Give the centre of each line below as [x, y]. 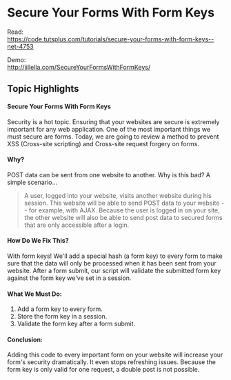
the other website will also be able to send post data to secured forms [123, 217]
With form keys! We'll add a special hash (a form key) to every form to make [115, 256]
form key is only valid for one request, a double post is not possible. [103, 370]
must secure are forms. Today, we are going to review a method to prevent [113, 137]
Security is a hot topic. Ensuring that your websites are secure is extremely [113, 121]
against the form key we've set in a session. [69, 278]
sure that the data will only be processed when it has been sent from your [112, 263]
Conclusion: [25, 339]
